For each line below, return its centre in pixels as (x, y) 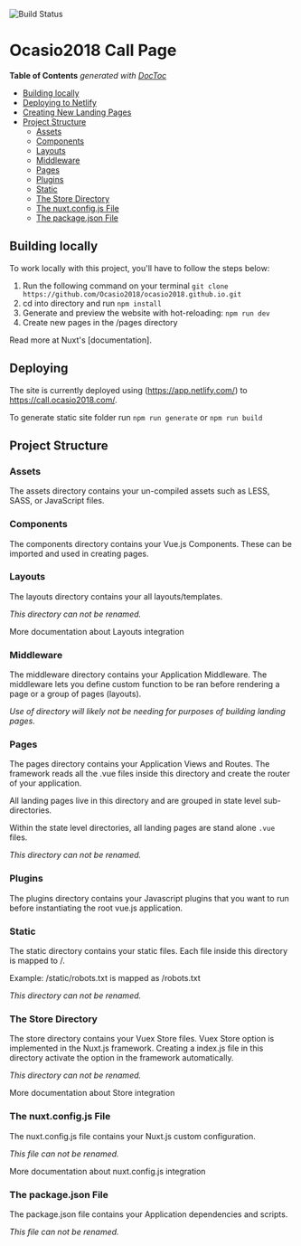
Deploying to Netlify (60, 102)
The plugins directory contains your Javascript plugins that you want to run (149, 898)
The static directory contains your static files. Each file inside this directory (149, 951)
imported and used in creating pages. (79, 553)
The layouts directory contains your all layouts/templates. (116, 596)
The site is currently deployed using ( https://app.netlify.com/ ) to (129, 390)
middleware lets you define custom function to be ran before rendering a (145, 684)
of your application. (46, 783)
